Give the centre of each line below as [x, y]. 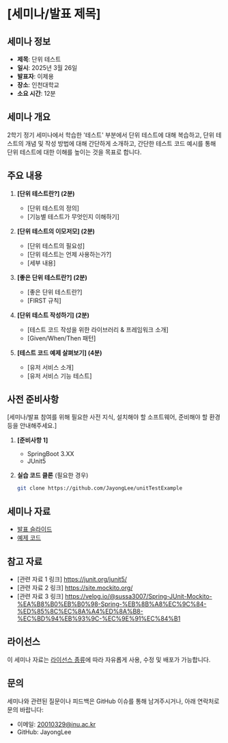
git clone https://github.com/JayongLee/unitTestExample [100, 488]
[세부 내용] [41, 263]
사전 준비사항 [33, 400]
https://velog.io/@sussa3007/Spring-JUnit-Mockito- [139, 596]
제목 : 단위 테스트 [39, 59]
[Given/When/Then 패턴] [61, 338]
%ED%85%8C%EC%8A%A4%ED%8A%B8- [80, 611]
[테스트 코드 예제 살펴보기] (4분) [59, 353]
